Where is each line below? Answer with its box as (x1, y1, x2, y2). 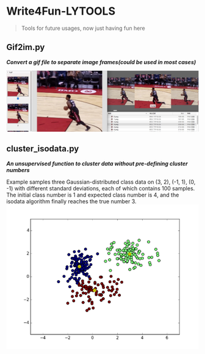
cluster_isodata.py (6, 143, 79, 154)
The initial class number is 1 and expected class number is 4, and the (6, 191, 179, 198)
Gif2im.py (6, 42, 45, 52)
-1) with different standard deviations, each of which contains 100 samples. (6, 184, 195, 192)
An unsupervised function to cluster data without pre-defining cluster (6, 160, 188, 167)
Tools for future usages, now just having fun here (21, 24, 145, 32)
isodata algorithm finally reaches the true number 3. (6, 197, 137, 205)
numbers (6, 166, 30, 173)
